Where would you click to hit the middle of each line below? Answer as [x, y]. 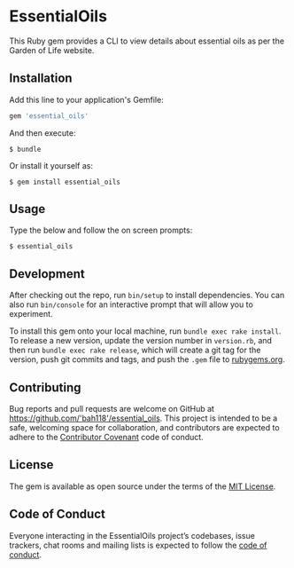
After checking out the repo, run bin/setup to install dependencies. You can [147, 296]
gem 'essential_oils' [49, 116]
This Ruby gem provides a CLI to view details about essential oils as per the [147, 41]
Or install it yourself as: [51, 165]
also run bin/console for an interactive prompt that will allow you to [132, 304]
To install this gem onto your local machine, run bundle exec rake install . [145, 331]
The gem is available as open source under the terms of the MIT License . [143, 486]
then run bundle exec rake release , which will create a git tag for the [135, 350]
